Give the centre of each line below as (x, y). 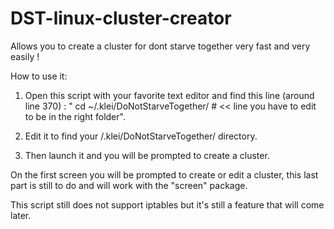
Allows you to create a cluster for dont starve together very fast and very (160, 46)
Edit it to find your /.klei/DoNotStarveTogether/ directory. (141, 136)
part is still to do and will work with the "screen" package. (129, 185)
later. (21, 215)
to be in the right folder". (75, 116)
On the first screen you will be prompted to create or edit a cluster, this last (164, 174)
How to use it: (39, 76)
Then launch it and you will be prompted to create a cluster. (147, 155)
